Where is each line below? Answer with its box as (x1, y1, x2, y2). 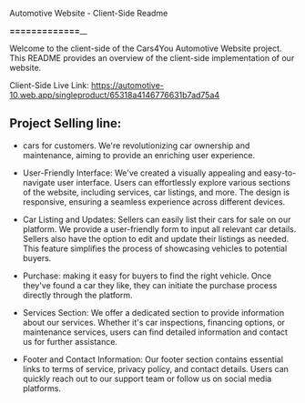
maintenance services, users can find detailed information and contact (22, 327, 289, 338)
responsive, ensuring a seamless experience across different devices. (22, 196, 286, 207)
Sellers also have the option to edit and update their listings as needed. (22, 233, 290, 244)
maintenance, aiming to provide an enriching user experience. (22, 149, 256, 160)
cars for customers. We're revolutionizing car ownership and (22, 140, 250, 151)
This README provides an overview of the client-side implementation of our (9, 53, 295, 63)
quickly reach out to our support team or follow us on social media (22, 373, 272, 384)
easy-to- (263, 167, 297, 178)
